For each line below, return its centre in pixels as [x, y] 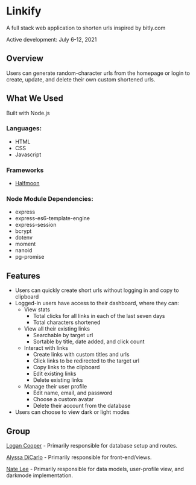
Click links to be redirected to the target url [86, 361]
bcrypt [23, 231]
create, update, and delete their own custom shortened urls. [81, 79]
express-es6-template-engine [52, 218]
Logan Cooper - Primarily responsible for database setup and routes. [92, 446]
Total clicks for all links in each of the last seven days [99, 316]
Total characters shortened [67, 322]
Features [23, 276]
